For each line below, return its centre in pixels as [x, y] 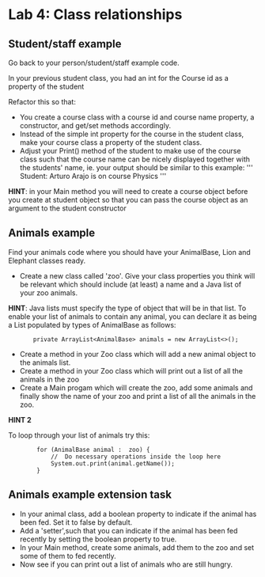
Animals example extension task [90, 495]
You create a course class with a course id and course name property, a [137, 117]
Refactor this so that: [42, 102]
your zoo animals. [48, 292]
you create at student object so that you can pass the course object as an [128, 200]
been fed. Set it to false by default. [76, 522]
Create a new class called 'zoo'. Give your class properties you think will [137, 275]
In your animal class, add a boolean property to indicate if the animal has [138, 514]
